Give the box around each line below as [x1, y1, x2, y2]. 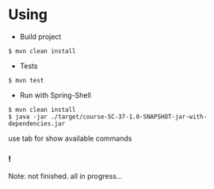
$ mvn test [8, 76, 44, 84]
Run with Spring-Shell [19, 90, 91, 100]
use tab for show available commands [8, 133, 132, 143]
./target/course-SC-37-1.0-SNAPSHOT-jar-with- [50, 113, 208, 121]
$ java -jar [8, 113, 48, 121]
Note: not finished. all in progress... [8, 172, 123, 181]
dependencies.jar [8, 119, 66, 128]
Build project [19, 32, 62, 41]
